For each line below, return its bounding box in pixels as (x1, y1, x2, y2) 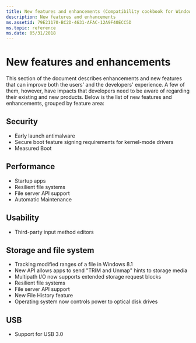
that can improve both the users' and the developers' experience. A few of (6, 81, 185, 88)
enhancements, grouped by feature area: (6, 100, 105, 107)
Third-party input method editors (14, 228, 94, 235)
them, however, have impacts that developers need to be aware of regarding (6, 87, 190, 94)
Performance (6, 162, 55, 171)
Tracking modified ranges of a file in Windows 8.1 (14, 261, 133, 268)
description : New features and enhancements (6, 14, 116, 20)
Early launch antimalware (14, 132, 75, 139)
